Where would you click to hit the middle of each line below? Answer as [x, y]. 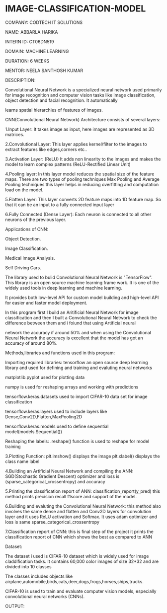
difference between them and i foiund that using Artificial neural [70, 323]
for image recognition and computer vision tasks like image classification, [80, 95]
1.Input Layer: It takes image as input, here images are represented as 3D [80, 129]
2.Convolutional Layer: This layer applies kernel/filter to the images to [76, 144]
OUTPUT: [15, 606]
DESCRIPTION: [20, 80]
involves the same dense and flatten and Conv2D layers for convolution [78, 511]
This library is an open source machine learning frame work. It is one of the [82, 282]
